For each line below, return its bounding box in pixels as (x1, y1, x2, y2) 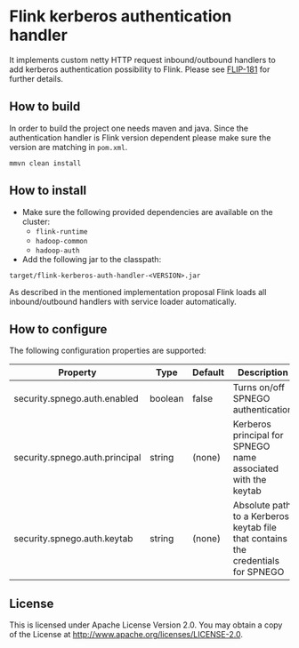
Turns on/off (232, 381, 285, 394)
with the (232, 474, 267, 486)
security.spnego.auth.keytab (13, 532, 133, 545)
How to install (9, 183, 87, 198)
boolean (149, 393, 184, 405)
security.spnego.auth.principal (13, 452, 141, 464)
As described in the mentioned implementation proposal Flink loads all (9, 286, 267, 297)
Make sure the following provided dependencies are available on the (21, 206, 273, 217)
